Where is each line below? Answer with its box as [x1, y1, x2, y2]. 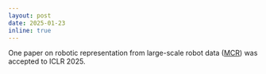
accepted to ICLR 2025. [8, 56, 86, 66]
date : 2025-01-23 [8, 19, 66, 27]
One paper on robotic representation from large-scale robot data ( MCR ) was [8, 49, 258, 58]
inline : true [8, 26, 52, 34]
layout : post [8, 11, 52, 20]
